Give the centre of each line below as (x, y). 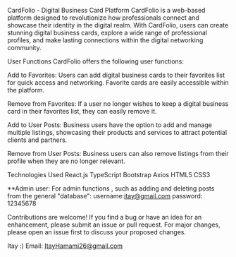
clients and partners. (37, 140)
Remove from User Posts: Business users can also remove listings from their (118, 154)
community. (24, 48)
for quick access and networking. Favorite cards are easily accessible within (118, 83)
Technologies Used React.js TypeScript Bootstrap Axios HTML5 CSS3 (109, 175)
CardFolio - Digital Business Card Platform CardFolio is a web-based (106, 10)
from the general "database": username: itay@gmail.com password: (105, 196)
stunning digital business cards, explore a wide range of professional (107, 32)
